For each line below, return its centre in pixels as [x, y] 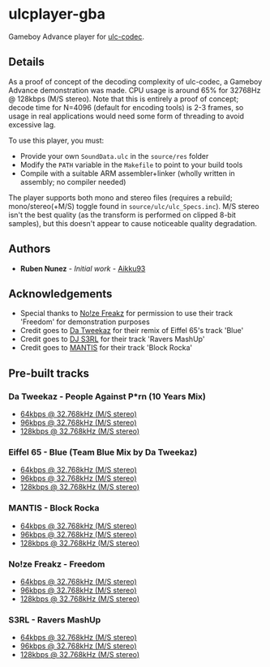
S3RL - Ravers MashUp [55, 619]
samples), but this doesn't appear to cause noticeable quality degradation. [133, 223]
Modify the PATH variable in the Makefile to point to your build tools [131, 165]
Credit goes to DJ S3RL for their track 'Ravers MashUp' [112, 339]
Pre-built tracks [49, 373]
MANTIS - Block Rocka [54, 508]
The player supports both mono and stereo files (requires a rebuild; [120, 197]
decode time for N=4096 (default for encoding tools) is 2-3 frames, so [126, 107]
